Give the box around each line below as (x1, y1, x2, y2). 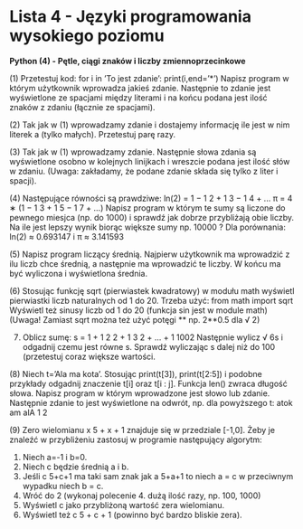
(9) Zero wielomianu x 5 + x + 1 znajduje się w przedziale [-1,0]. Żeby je (9, 424, 276, 435)
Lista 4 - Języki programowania (9, 6, 251, 27)
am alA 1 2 (9, 407, 48, 418)
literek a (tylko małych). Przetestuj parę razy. (9, 128, 176, 139)
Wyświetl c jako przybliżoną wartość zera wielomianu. (22, 499, 225, 510)
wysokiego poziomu (9, 25, 165, 46)
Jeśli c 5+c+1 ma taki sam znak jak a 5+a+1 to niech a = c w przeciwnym (22, 470, 294, 481)
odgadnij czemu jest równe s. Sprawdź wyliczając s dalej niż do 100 (22, 341, 276, 352)
